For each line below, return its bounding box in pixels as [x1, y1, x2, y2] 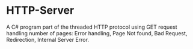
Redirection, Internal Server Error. [6, 36, 89, 43]
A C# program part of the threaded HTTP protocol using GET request [6, 23, 177, 30]
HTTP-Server [6, 4, 75, 17]
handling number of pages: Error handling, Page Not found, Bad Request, [6, 29, 188, 36]
